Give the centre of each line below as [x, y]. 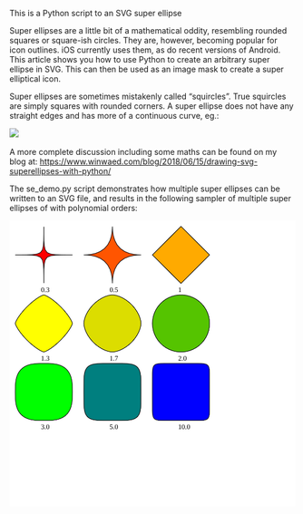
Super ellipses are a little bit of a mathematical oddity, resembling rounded [148, 30]
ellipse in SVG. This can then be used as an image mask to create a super [147, 69]
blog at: [24, 161]
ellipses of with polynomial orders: [73, 208]
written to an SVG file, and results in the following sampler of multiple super [151, 198]
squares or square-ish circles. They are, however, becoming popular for [144, 40]
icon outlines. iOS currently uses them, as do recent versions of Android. [145, 50]
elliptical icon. [35, 79]
